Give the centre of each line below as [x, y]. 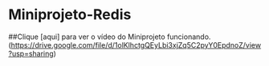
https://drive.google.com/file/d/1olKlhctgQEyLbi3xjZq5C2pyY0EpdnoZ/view [136, 45]
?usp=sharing [31, 53]
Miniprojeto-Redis [70, 15]
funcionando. [189, 37]
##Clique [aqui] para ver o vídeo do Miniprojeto [87, 37]
